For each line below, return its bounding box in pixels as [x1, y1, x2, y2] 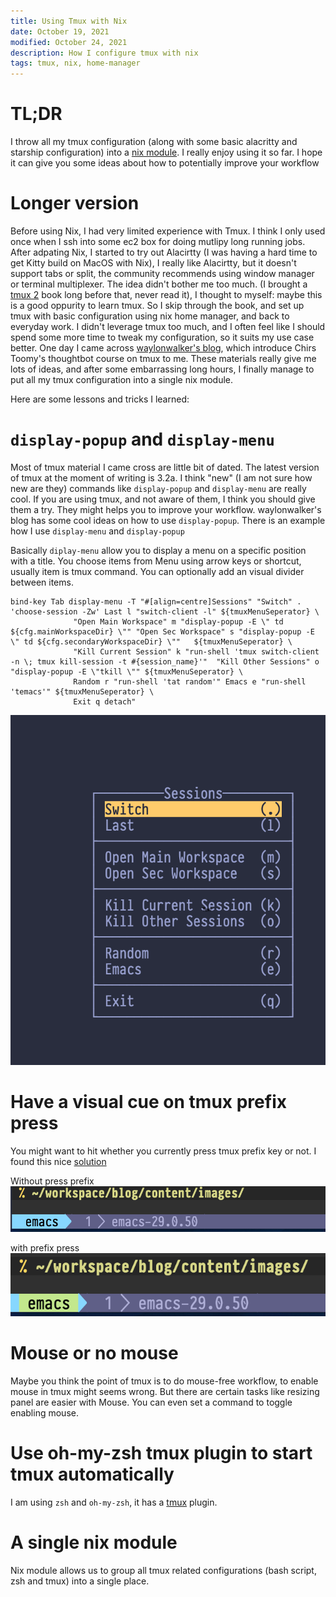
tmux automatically [10, 1463, 175, 1486]
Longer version [10, 192, 140, 215]
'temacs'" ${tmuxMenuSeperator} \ [10, 686, 155, 697]
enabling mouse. [10, 1407, 79, 1419]
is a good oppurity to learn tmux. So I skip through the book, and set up [10, 300, 305, 311]
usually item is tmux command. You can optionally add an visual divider [10, 565, 305, 577]
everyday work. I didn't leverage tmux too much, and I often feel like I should [10, 321, 326, 332]
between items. [10, 576, 74, 588]
